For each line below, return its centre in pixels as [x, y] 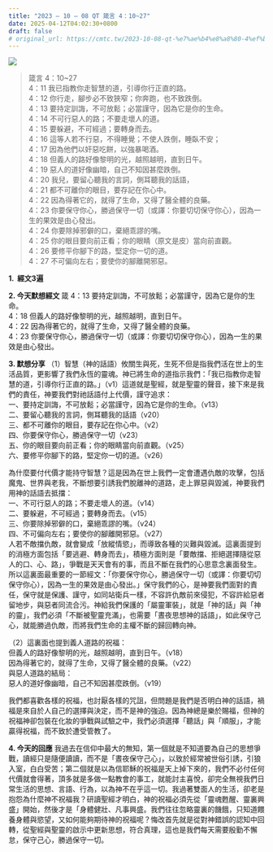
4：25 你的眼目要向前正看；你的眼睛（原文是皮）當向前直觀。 [132, 241]
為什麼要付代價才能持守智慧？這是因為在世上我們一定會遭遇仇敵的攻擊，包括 [136, 473]
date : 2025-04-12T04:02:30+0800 [63, 24]
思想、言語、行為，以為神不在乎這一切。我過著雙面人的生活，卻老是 [150, 789]
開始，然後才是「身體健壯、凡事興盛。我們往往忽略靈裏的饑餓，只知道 [140, 810]
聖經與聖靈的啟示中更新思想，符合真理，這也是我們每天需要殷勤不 [140, 830]
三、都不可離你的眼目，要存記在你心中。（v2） [86, 425]
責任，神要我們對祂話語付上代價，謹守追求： [97, 395]
